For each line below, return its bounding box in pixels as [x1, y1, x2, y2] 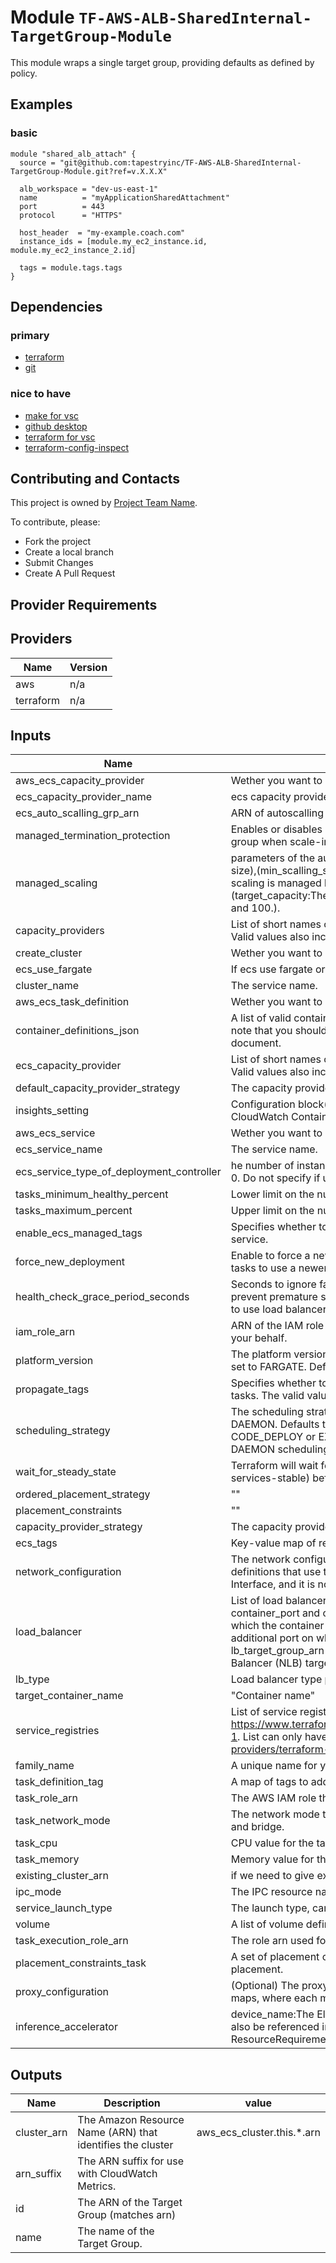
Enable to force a [230, 1249, 311, 1263]
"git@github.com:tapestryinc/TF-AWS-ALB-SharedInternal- [59, 157, 302, 168]
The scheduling [230, 1405, 304, 1419]
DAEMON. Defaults [230, 1417, 320, 1431]
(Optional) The [230, 1979, 300, 1993]
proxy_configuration [15, 1985, 109, 1999]
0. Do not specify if [230, 1171, 321, 1185]
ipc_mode [15, 1885, 62, 1899]
